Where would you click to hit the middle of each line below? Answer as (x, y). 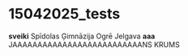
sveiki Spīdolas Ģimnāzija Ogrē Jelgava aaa (82, 36)
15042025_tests (64, 14)
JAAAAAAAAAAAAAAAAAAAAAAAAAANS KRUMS (94, 44)
